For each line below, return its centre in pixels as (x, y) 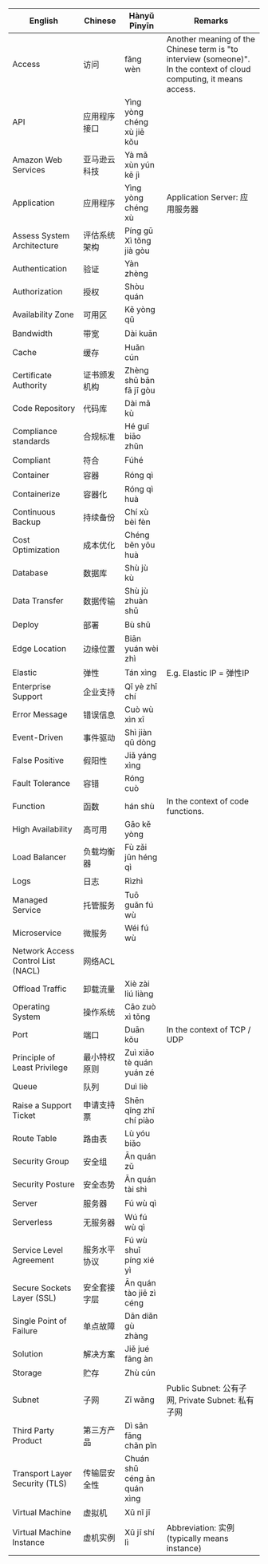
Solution (28, 1354)
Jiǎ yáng (141, 755)
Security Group (41, 1161)
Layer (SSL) (35, 1298)
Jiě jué (137, 1349)
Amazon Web (37, 160)
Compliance (35, 431)
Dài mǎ (138, 403)
